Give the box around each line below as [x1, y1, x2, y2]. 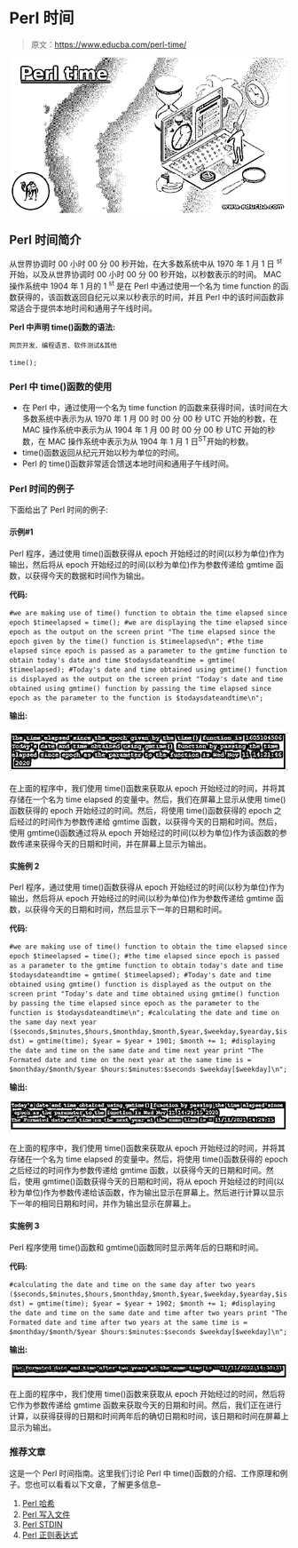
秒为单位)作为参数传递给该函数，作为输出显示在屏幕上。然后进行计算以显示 [9, 1187, 285, 1198]
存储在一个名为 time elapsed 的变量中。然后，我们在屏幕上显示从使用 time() [9, 794, 286, 805]
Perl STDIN [21, 1519, 64, 1529]
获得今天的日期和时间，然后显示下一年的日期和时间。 [32, 904, 227, 915]
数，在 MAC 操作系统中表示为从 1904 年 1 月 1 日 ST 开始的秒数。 [21, 434, 254, 447]
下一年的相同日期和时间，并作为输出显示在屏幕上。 [9, 1198, 196, 1209]
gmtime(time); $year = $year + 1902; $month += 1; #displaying [36, 1298, 276, 1308]
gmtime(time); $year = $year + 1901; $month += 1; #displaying [36, 1036, 276, 1046]
